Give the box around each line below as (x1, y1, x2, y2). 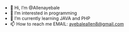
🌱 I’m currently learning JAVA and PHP (10, 15, 91, 21)
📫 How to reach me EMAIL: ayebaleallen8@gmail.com (10, 21, 124, 27)
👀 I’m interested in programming (10, 10, 77, 16)
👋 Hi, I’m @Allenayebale (10, 5, 60, 10)
